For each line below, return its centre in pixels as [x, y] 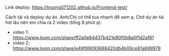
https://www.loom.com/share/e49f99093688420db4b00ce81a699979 [87, 48]
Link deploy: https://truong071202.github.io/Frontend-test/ [66, 7]
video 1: [21, 32]
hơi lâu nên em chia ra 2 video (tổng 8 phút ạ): [54, 22]
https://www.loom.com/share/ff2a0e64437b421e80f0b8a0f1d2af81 [83, 38]
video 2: [21, 43]
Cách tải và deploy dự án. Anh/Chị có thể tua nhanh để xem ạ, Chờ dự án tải [84, 17]
